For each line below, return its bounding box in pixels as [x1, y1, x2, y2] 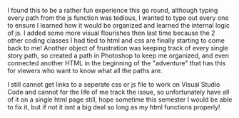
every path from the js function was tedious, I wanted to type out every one [7, 14, 229, 22]
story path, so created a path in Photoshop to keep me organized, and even [7, 51, 230, 60]
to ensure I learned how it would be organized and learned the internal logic [7, 21, 230, 29]
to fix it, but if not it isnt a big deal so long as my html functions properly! [7, 103, 220, 111]
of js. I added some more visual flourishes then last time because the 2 [7, 28, 215, 37]
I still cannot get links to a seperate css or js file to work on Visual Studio [7, 80, 220, 88]
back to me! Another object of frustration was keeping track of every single [7, 44, 228, 52]
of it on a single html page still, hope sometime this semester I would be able [7, 95, 233, 104]
